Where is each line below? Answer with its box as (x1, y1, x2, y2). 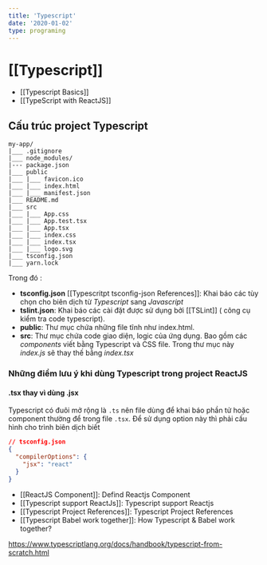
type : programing (8, 26, 66, 34)
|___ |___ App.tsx (8, 225, 69, 233)
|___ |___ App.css (8, 210, 69, 218)
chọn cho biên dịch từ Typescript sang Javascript (19, 297, 183, 307)
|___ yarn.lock (8, 259, 59, 268)
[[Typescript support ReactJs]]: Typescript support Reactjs (19, 498, 214, 507)
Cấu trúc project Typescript (8, 119, 149, 133)
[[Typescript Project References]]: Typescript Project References (19, 507, 234, 516)
